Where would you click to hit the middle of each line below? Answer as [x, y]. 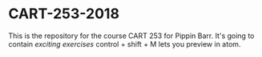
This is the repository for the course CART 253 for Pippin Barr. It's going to [131, 36]
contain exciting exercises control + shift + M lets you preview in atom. [125, 44]
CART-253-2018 [64, 14]
